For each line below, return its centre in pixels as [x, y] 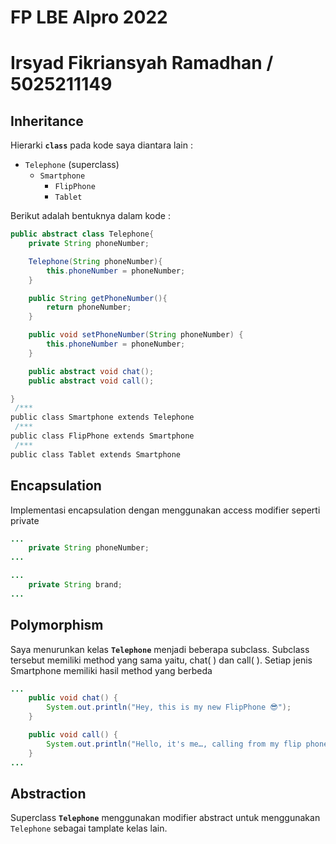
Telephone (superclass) [72, 165]
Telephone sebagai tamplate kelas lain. [89, 828]
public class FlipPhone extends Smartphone [102, 436]
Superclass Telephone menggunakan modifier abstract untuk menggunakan [165, 818]
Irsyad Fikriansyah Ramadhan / [142, 63]
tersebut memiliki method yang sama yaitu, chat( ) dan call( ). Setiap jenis [161, 660]
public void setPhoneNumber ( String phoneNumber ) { [136, 335]
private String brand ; [75, 585]
